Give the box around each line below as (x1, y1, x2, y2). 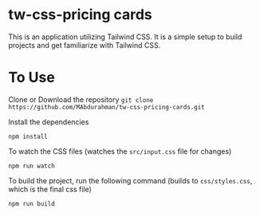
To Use (8, 69, 56, 87)
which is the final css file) (8, 184, 92, 194)
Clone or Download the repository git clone (8, 94, 154, 104)
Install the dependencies (8, 117, 89, 127)
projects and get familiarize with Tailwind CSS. (8, 40, 161, 49)
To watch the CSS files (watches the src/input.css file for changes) (8, 146, 232, 156)
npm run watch (8, 162, 56, 170)
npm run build (8, 199, 56, 208)
